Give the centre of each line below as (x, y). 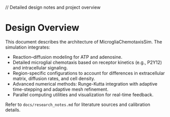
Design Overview (42, 28)
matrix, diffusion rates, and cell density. (54, 79)
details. (13, 110)
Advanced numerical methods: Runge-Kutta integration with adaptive (85, 84)
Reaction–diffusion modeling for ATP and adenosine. (67, 57)
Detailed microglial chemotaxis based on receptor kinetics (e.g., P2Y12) (87, 62)
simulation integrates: (28, 47)
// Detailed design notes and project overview (53, 7)
